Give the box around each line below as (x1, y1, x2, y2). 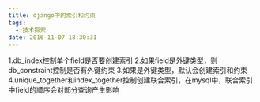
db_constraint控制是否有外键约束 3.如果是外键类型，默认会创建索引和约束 (8, 66, 247, 75)
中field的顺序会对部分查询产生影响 (8, 86, 120, 95)
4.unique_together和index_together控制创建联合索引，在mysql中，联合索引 (8, 75, 254, 85)
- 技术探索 (15, 26, 47, 34)
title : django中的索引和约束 (8, 11, 96, 20)
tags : (8, 19, 26, 27)
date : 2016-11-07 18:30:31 (8, 33, 97, 42)
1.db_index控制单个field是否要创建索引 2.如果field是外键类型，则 (8, 56, 218, 65)
